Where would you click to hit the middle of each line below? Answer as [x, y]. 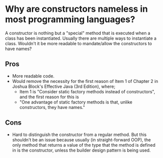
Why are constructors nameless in [77, 9]
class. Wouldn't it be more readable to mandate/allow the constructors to [79, 43]
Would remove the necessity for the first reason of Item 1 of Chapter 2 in [85, 81]
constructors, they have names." [52, 107]
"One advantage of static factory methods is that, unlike [76, 102]
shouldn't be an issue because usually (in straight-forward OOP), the [81, 140]
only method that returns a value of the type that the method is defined [84, 145]
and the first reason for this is [49, 97]
